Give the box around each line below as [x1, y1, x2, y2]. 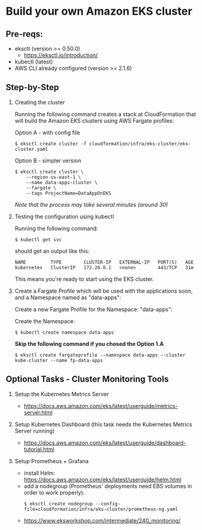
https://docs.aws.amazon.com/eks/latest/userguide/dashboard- [23, 439, 187, 446]
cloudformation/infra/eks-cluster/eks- [89, 140, 191, 147]
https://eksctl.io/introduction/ [23, 52, 98, 59]
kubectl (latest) [14, 58, 53, 65]
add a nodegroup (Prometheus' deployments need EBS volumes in [23, 482, 193, 490]
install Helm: [23, 469, 56, 477]
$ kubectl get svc [14, 236, 62, 243]
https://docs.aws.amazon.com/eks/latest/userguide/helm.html [23, 475, 182, 483]
